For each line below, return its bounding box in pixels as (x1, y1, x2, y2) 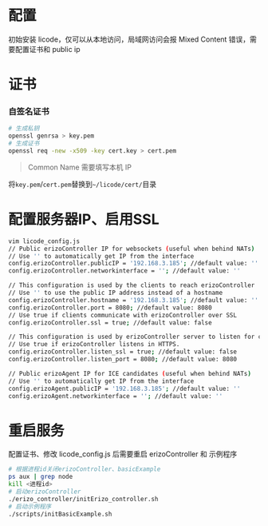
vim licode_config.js (8, 237, 81, 245)
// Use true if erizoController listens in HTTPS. (8, 341, 180, 349)
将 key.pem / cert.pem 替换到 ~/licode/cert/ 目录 (8, 179, 157, 189)
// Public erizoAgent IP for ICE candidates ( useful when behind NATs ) (8, 369, 251, 377)
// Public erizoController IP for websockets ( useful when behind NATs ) (8, 245, 255, 253)
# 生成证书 (8, 140, 40, 148)
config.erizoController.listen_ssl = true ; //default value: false (8, 348, 238, 356)
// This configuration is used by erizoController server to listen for (8, 333, 255, 341)
